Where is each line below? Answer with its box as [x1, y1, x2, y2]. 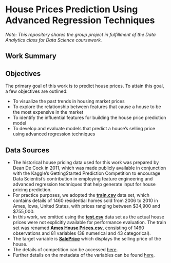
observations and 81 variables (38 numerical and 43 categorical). [12, 230, 151, 236]
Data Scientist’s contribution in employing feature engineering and [12, 175, 153, 181]
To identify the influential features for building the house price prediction [12, 114, 166, 121]
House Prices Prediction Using [5, 4, 138, 15]
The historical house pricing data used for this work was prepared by [12, 159, 159, 165]
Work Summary [5, 52, 56, 60]
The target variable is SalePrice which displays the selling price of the [12, 235, 161, 241]
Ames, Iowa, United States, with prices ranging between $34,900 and [12, 203, 161, 209]
